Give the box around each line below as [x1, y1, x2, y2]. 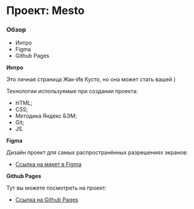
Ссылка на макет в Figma [15, 161, 82, 168]
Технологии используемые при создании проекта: [6, 88, 138, 95]
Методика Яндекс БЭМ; [15, 112, 77, 119]
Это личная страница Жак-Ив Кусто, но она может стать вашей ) [6, 76, 176, 83]
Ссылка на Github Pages [15, 196, 79, 204]
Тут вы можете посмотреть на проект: [6, 184, 107, 192]
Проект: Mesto [6, 4, 85, 18]
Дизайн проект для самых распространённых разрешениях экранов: [6, 149, 188, 156]
